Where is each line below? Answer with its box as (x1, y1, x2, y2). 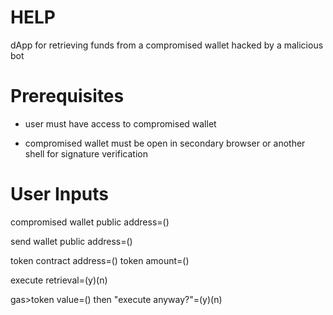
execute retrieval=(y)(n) (10, 274, 108, 286)
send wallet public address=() (10, 235, 133, 247)
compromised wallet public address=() (10, 216, 170, 228)
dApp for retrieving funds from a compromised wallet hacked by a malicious (10, 39, 324, 51)
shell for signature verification (24, 147, 148, 160)
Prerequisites (10, 85, 125, 108)
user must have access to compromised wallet (24, 117, 217, 130)
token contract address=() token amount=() (10, 254, 190, 266)
